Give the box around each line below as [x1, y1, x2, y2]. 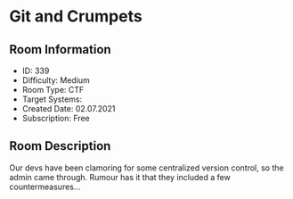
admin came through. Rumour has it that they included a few [9, 171, 232, 182]
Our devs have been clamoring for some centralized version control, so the [9, 162, 284, 173]
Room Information [9, 42, 111, 57]
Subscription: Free [21, 113, 91, 123]
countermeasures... [9, 181, 81, 192]
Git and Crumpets [9, 6, 142, 27]
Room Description [9, 138, 111, 153]
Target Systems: [21, 94, 83, 104]
